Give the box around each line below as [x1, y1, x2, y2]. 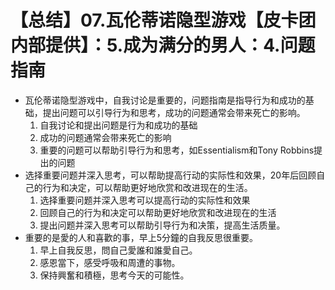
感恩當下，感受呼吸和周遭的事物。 [39, 256, 181, 268]
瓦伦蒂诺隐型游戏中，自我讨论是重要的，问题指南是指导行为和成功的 [24, 94, 306, 106]
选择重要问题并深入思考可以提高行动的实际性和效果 [39, 194, 251, 206]
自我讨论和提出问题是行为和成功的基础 [39, 119, 198, 131]
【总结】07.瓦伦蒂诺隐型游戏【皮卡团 [10, 9, 317, 32]
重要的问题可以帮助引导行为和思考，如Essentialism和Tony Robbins [39, 144, 315, 156]
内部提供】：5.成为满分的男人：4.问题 [10, 34, 316, 57]
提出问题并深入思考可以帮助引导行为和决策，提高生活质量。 [39, 219, 286, 231]
